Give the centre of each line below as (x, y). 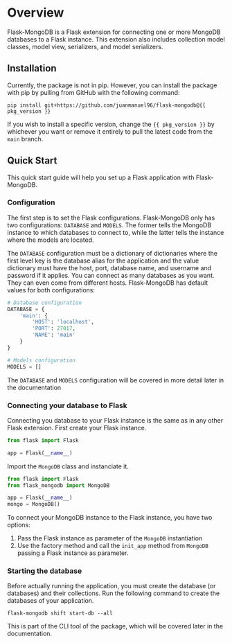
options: (19, 525)
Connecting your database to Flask (68, 405)
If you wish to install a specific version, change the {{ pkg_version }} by (111, 124)
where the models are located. (51, 240)
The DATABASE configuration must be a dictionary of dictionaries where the (113, 253)
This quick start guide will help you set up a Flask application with (101, 177)
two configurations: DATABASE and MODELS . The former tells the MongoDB (109, 225)
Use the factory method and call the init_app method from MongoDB (113, 546)
